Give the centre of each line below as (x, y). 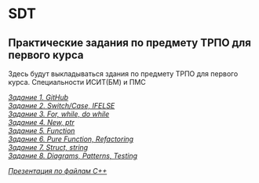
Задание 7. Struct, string (48, 147)
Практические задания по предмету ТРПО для (129, 43)
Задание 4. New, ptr (41, 122)
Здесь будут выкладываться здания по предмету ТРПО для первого (123, 74)
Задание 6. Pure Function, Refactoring (71, 139)
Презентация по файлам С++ (58, 171)
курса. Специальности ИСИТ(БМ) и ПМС (77, 82)
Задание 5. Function (42, 131)
